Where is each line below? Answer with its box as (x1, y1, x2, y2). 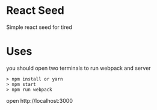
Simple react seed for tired (6, 23, 72, 31)
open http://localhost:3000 (6, 97, 73, 104)
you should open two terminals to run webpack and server (6, 64, 152, 72)
